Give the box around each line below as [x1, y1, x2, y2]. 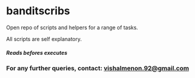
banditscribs [6, 4, 70, 18]
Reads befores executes [6, 49, 68, 56]
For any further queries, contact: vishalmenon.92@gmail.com [6, 64, 189, 72]
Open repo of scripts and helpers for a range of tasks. [6, 24, 139, 31]
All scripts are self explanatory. [6, 35, 82, 42]
